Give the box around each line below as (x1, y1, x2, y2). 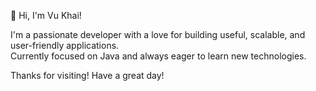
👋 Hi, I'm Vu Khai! (10, 10, 82, 21)
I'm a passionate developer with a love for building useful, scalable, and (10, 29, 306, 40)
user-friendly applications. (10, 40, 120, 51)
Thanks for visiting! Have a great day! (10, 70, 165, 81)
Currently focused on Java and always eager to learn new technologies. (10, 50, 307, 62)
